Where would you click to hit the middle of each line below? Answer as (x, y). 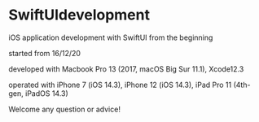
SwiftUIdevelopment (79, 15)
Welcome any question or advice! (64, 109)
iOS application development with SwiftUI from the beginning (111, 37)
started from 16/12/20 (45, 53)
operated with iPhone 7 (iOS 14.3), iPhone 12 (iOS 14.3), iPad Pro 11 (120, 85)
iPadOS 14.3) (47, 93)
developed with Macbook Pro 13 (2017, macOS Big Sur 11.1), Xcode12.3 (126, 69)
